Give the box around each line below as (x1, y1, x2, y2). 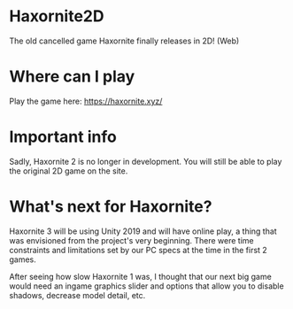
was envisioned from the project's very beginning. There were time (9, 235, 254, 245)
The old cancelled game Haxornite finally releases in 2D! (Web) (9, 35, 240, 46)
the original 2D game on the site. (9, 166, 128, 176)
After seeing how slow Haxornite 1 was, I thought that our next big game (9, 271, 272, 282)
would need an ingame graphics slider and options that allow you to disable (9, 281, 285, 291)
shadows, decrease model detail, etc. (9, 290, 146, 300)
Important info (9, 127, 117, 147)
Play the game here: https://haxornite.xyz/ (9, 96, 163, 106)
